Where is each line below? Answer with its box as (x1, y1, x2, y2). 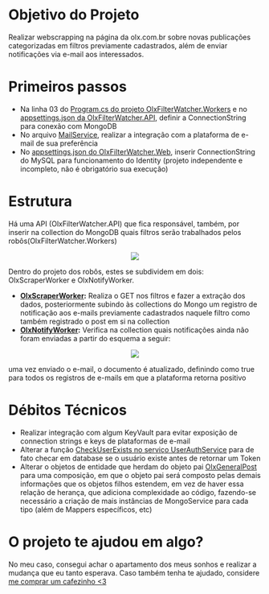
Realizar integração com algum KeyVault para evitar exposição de (19, 427, 238, 437)
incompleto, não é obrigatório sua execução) (19, 163, 169, 174)
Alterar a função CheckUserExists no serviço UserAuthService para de (19, 444, 255, 454)
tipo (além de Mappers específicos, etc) (19, 505, 153, 514)
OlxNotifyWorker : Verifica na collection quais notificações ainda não (19, 324, 249, 335)
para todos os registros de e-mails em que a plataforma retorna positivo (8, 373, 247, 382)
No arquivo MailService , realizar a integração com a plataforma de (19, 130, 240, 139)
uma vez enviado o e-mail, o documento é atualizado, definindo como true (8, 364, 255, 373)
